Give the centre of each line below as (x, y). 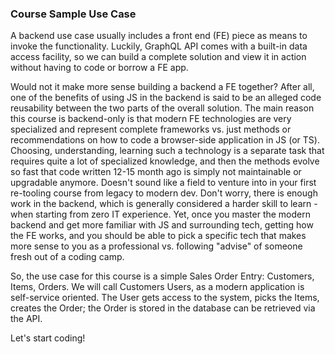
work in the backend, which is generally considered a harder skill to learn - (164, 204)
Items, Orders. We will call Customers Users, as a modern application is (157, 287)
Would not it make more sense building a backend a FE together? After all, (162, 87)
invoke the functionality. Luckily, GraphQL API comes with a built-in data (159, 46)
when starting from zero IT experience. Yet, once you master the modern (161, 214)
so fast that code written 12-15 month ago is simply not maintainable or (156, 172)
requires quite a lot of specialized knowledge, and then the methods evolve (165, 161)
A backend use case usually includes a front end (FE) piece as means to (159, 36)
